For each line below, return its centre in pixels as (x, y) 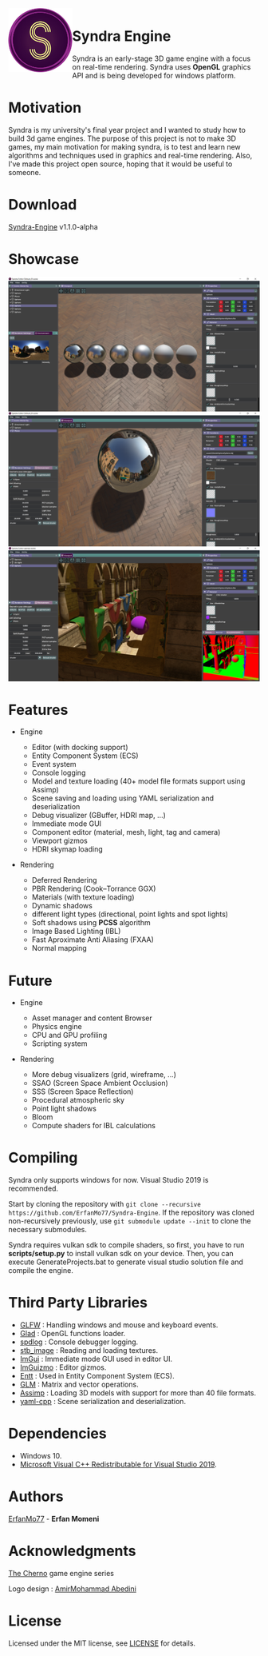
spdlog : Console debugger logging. (79, 1342)
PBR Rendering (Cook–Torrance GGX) (94, 889)
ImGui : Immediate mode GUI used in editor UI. (96, 1359)
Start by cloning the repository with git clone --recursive (104, 1204)
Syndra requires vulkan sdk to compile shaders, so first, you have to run (126, 1245)
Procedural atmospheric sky (78, 1100)
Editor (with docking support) (80, 748)
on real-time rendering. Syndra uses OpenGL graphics (162, 66)
